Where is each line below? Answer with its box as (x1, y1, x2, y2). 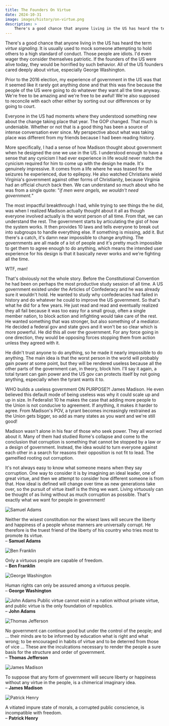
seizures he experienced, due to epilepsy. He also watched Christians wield (5, 171, 162, 177)
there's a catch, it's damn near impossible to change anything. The (5, 235, 144, 241)
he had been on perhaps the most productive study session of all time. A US (5, 281, 163, 287)
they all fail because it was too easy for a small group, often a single (5, 308, 146, 314)
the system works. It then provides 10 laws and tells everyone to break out (5, 224, 159, 230)
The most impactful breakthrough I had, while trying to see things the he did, (5, 202, 164, 208)
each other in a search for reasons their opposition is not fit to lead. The (5, 450, 154, 456)
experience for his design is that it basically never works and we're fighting (5, 251, 161, 257)
